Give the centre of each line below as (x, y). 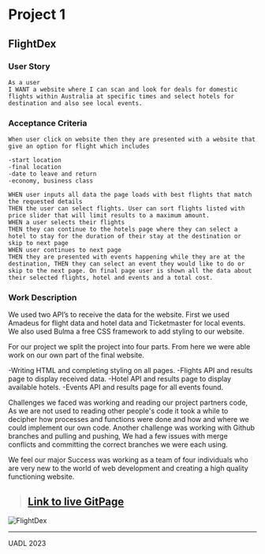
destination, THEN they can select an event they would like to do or (127, 264)
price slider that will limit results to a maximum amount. (109, 216)
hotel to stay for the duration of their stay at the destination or (125, 236)
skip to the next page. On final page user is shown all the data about (130, 271)
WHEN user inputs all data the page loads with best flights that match (130, 195)
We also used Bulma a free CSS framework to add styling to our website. (126, 332)
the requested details (45, 202)
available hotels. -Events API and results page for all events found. (116, 387)
